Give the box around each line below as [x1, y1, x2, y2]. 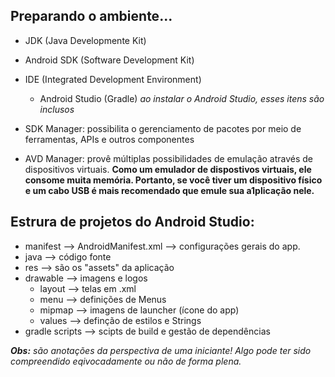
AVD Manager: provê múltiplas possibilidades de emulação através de [24, 152, 314, 164]
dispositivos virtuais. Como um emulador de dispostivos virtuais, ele [24, 163, 312, 175]
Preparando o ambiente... [10, 8, 173, 25]
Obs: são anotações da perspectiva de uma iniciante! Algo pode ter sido [10, 344, 312, 356]
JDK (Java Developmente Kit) [24, 34, 147, 46]
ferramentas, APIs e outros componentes [24, 133, 195, 145]
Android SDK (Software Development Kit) [24, 54, 195, 66]
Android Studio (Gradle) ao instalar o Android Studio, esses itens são [39, 92, 325, 104]
